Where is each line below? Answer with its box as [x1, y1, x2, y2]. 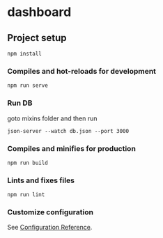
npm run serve [7, 82, 49, 89]
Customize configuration [7, 207, 94, 217]
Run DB [7, 98, 33, 108]
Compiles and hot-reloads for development [7, 66, 157, 76]
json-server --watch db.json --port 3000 [7, 127, 130, 134]
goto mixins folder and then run [7, 114, 98, 122]
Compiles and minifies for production [7, 143, 136, 153]
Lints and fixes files [7, 175, 75, 185]
